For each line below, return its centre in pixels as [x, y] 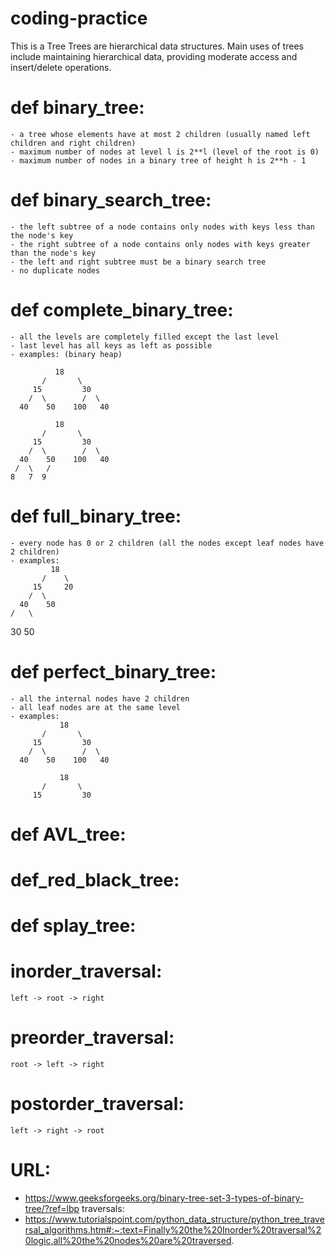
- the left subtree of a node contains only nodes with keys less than [162, 227]
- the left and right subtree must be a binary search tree [138, 262]
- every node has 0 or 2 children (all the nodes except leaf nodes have [167, 543]
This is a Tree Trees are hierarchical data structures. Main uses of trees [157, 46]
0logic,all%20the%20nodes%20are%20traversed [128, 1240]
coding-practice [79, 18]
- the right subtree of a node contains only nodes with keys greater [160, 244]
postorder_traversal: [97, 1104]
